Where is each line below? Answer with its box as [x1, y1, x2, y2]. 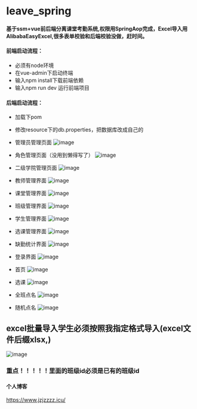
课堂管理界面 [14, 190, 47, 197]
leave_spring [6, 4, 72, 18]
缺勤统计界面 [14, 240, 47, 248]
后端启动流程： [6, 99, 43, 106]
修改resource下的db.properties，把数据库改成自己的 [14, 126, 144, 133]
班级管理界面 [14, 202, 47, 210]
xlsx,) [29, 334, 51, 344]
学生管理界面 [14, 215, 47, 222]
